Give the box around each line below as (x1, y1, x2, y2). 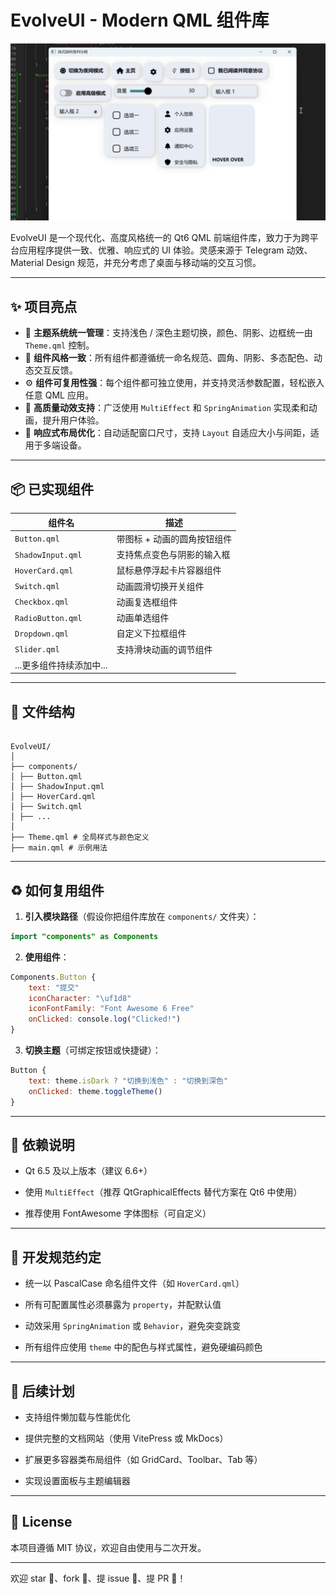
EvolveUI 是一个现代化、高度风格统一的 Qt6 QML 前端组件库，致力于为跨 (10, 232, 310, 244)
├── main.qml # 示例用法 (10, 843, 108, 853)
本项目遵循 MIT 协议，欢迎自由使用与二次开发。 (10, 1541, 207, 1553)
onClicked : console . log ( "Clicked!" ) (28, 1014, 182, 1025)
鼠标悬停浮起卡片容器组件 (116, 564, 222, 576)
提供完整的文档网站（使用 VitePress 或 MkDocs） (24, 1432, 229, 1444)
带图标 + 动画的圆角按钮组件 (116, 532, 233, 545)
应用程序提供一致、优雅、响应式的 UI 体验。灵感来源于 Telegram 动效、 (18, 244, 313, 256)
